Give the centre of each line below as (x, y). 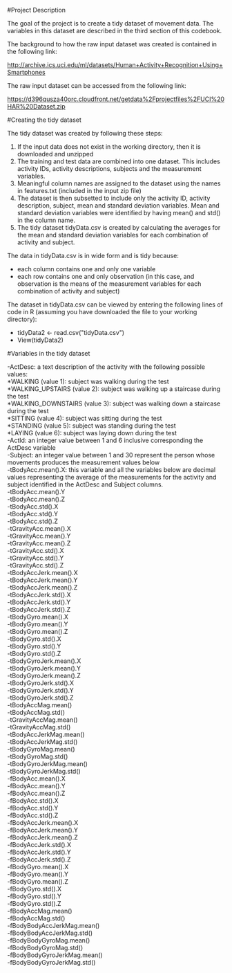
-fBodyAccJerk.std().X (39, 845)
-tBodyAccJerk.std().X (39, 595)
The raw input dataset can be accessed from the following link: (97, 85)
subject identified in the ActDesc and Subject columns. (85, 484)
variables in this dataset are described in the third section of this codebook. (115, 31)
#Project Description (36, 10)
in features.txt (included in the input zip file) (79, 191)
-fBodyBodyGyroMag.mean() (49, 940)
